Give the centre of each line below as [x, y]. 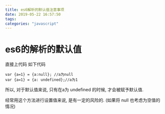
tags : [11, 19]
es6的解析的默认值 [43, 50]
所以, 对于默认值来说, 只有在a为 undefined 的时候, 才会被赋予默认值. [74, 90]
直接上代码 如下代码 [25, 64]
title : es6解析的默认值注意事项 [35, 10]
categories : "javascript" [32, 24]
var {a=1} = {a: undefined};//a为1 [41, 80]
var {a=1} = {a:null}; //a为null [39, 75]
